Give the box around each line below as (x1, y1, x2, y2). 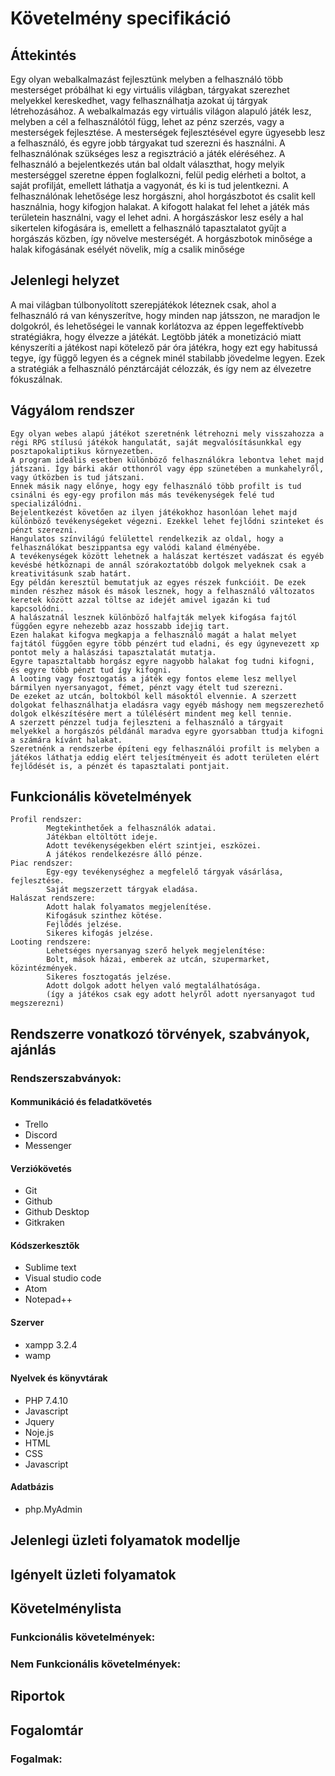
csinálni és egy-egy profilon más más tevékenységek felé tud (10, 490, 275, 500)
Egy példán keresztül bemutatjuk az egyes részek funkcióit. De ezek (10, 577, 307, 587)
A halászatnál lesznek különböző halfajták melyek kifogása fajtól (10, 612, 298, 622)
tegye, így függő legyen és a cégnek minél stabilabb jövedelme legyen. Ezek (10, 352, 326, 364)
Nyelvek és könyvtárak (10, 1372, 108, 1384)
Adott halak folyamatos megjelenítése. (46, 902, 213, 912)
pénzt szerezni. (10, 525, 78, 535)
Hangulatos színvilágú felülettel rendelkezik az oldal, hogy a (10, 533, 284, 544)
